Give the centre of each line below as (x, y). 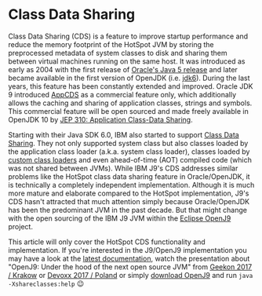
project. (21, 226)
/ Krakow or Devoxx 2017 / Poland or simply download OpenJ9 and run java (131, 275)
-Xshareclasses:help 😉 (46, 283)
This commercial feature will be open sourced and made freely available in (128, 111)
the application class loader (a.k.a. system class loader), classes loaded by (129, 152)
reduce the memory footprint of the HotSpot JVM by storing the (111, 44)
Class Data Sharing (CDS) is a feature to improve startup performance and (128, 36)
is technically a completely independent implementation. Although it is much (131, 185)
